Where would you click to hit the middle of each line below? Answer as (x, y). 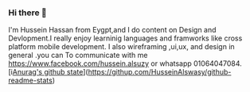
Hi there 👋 (28, 13)
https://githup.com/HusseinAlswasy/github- (160, 72)
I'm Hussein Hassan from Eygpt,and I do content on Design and (112, 30)
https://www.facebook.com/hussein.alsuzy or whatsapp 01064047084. (125, 63)
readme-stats (31, 80)
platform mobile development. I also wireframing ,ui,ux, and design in (121, 47)
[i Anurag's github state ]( (49, 72)
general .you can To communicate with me (78, 56)
